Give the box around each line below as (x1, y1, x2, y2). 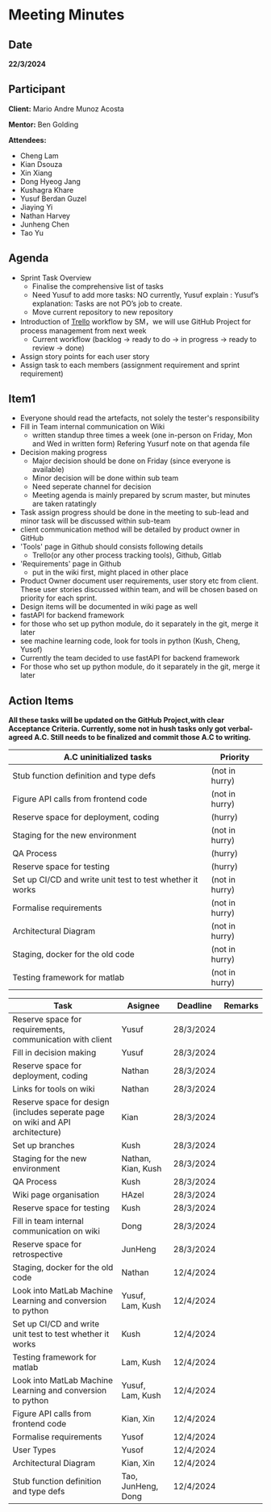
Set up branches (12, 1140, 75, 1151)
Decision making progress (19, 448, 107, 457)
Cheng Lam (19, 151, 59, 161)
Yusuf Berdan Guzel (19, 194, 87, 203)
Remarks (223, 1000, 259, 1012)
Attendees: (8, 135, 47, 144)
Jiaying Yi (19, 202, 53, 211)
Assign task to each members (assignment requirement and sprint (19, 360, 240, 370)
